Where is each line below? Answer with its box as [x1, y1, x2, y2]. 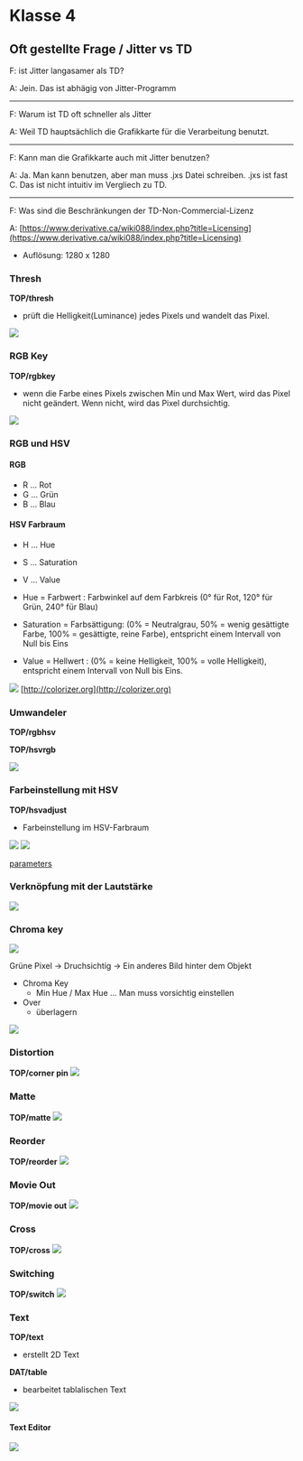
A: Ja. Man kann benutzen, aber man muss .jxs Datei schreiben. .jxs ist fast [9, 170, 289, 181]
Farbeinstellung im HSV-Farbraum [22, 822, 150, 833]
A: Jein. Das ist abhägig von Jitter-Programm [9, 83, 177, 93]
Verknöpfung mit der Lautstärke [9, 880, 153, 893]
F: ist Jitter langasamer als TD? [9, 65, 124, 76]
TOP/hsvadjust [9, 805, 68, 815]
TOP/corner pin [9, 1067, 69, 1079]
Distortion [9, 1047, 54, 1059]
